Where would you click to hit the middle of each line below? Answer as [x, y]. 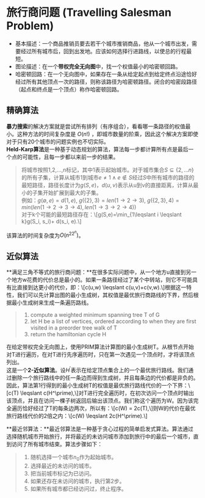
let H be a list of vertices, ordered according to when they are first [113, 322]
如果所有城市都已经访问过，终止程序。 [78, 488]
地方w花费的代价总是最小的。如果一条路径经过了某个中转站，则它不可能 [102, 280]
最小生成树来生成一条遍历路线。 [52, 303]
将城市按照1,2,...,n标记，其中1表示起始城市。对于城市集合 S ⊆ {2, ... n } [107, 170]
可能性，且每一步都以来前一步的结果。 [70, 157]
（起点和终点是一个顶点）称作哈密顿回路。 [69, 89]
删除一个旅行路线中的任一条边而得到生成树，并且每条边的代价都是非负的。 [105, 377]
